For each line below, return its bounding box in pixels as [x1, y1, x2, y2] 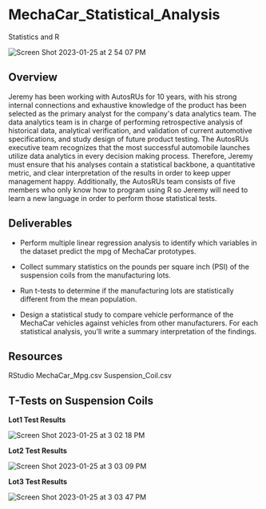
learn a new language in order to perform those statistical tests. [8, 193, 217, 203]
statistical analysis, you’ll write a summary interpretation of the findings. [19, 326, 257, 336]
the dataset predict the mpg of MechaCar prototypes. [19, 246, 197, 256]
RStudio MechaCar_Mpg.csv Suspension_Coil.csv [8, 371, 172, 381]
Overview [8, 70, 58, 85]
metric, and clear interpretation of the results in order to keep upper [8, 168, 232, 177]
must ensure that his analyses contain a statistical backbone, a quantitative [8, 160, 256, 169]
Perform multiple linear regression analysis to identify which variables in [19, 238, 257, 247]
